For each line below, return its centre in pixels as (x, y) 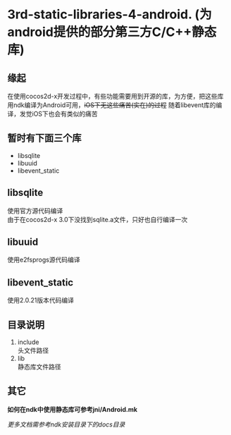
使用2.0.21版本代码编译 (40, 300)
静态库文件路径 (39, 367)
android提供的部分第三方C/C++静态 (112, 32)
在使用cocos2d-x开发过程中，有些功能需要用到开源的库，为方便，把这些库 (115, 96)
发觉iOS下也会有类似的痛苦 (59, 114)
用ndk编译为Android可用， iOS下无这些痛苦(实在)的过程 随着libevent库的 (112, 105)
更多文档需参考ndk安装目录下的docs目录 (66, 424)
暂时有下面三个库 (44, 138)
